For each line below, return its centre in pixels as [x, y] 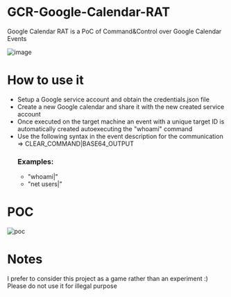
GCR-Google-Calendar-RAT [89, 12]
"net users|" [45, 184]
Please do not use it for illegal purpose [62, 286]
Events [17, 38]
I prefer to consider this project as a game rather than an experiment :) [108, 279]
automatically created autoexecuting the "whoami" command [105, 128]
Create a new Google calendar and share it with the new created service [121, 107]
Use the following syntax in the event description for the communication [120, 136]
